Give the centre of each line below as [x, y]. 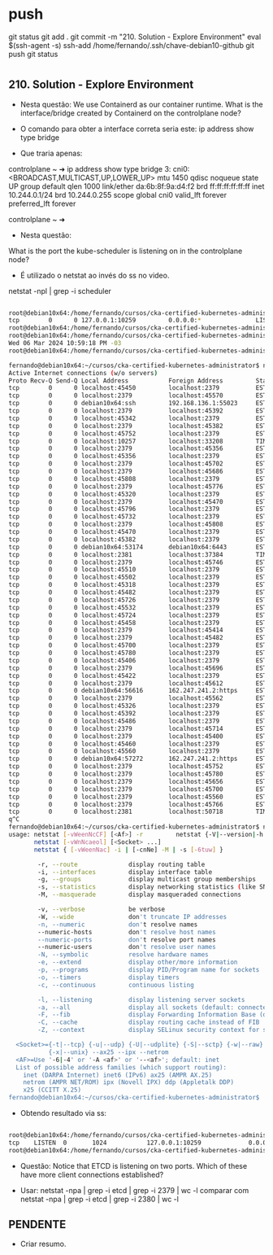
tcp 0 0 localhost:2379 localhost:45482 [116, 638]
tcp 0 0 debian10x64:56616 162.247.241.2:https [123, 691]
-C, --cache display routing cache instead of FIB [149, 1022]
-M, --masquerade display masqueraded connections [140, 895]
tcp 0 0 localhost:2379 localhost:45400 [116, 736]
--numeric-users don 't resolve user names [127, 947]
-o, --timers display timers [109, 977]
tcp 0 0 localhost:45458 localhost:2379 [114, 623]
